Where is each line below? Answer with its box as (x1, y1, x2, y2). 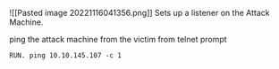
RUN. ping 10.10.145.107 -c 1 (9, 51, 123, 60)
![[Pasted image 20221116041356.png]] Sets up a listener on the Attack (9, 8, 270, 18)
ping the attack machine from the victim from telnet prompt (9, 34, 227, 44)
